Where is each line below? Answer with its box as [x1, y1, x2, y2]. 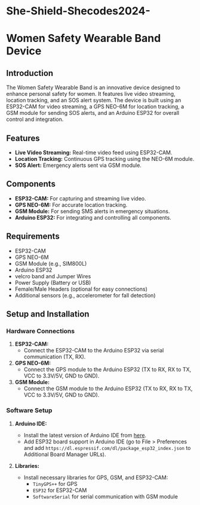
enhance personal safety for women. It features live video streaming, [6, 90, 176, 98]
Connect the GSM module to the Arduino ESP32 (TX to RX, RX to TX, [23, 385, 193, 393]
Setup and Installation [6, 309, 90, 320]
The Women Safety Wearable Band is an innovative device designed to [6, 84, 181, 91]
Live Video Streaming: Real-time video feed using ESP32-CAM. [14, 149, 173, 156]
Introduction [6, 68, 54, 78]
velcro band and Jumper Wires [14, 272, 91, 279]
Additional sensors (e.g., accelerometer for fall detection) [14, 291, 156, 299]
